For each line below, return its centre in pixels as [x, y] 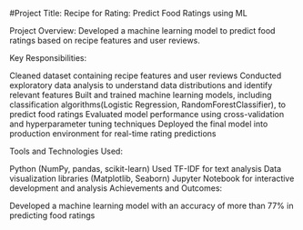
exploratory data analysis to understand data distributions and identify [141, 85]
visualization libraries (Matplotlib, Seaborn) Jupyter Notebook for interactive [152, 178]
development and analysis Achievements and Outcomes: [116, 188]
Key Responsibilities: [48, 58]
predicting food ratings [52, 215]
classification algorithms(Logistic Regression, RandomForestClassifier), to [148, 105]
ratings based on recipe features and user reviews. [105, 40]
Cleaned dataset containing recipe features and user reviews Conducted [146, 75]
